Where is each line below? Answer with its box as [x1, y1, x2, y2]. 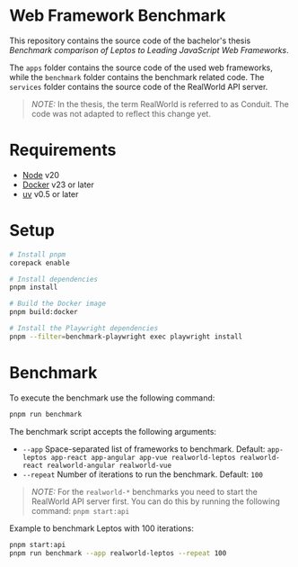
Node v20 [22, 169, 60, 180]
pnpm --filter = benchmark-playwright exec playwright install [9, 332, 243, 341]
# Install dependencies [9, 274, 99, 283]
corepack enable [9, 258, 70, 267]
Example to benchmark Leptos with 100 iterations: [9, 523, 195, 534]
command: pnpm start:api [31, 505, 130, 516]
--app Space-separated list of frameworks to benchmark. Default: [22, 443, 266, 454]
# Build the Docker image [9, 299, 106, 309]
